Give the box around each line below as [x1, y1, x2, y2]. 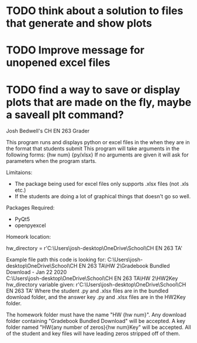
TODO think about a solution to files [6, 4, 183, 18]
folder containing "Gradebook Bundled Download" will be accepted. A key [6, 318, 186, 325]
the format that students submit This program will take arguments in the [6, 145, 180, 152]
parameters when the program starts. [6, 158, 97, 165]
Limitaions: [6, 169, 32, 176]
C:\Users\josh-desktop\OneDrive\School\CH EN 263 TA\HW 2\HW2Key [6, 275, 178, 282]
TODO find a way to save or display [6, 83, 181, 96]
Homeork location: [6, 234, 51, 241]
